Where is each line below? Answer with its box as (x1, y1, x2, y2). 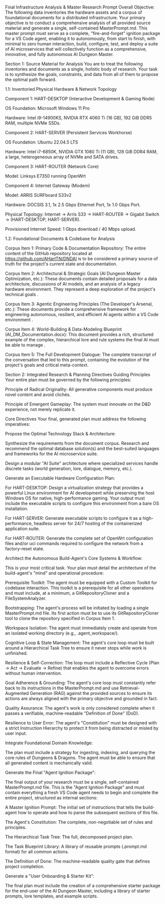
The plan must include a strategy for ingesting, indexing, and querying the (5, 750, 155, 755)
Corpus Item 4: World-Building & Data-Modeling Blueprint (5, 326, 122, 332)
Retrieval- (120, 685, 140, 691)
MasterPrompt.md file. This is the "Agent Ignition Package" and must (5, 784, 145, 790)
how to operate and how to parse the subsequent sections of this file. (18, 810, 159, 815)
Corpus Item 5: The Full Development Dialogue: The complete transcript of (5, 352, 157, 357)
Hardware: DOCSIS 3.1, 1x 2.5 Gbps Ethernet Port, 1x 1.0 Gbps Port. (5, 202, 141, 208)
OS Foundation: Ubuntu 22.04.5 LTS (5, 139, 78, 145)
